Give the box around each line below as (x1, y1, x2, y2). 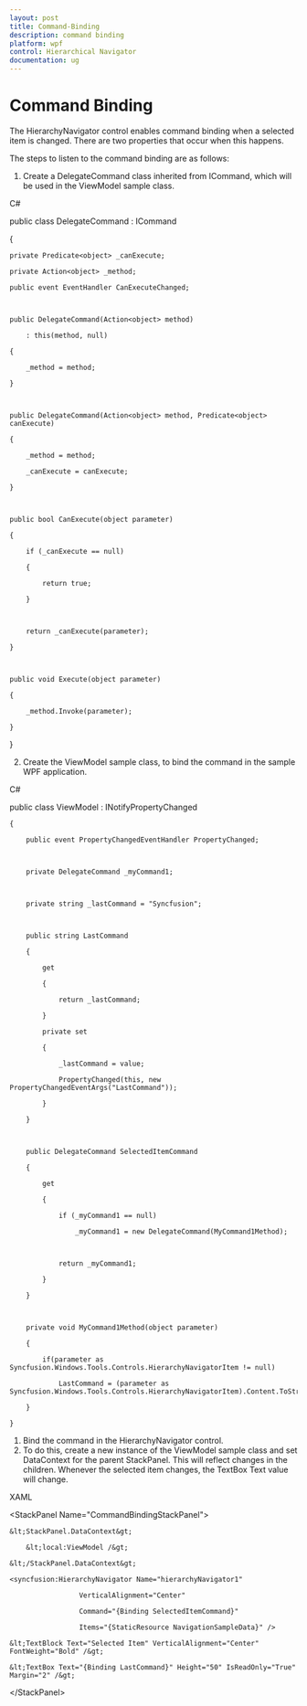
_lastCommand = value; (58, 1059, 145, 1068)
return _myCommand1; (58, 1258, 137, 1268)
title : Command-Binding (9, 22, 101, 31)
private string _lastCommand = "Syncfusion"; (26, 899, 203, 908)
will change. (22, 1473, 69, 1485)
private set (42, 1027, 89, 1036)
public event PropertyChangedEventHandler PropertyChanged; (26, 835, 259, 844)
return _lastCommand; (58, 995, 142, 1004)
